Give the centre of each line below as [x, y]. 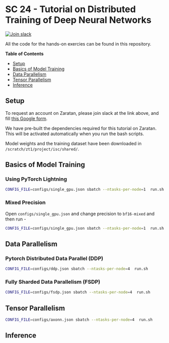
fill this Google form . [27, 118]
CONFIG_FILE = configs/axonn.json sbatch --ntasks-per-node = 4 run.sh [79, 320]
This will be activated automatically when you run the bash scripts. [75, 134]
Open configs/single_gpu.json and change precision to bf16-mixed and [80, 213]
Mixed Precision [26, 202]
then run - [16, 219]
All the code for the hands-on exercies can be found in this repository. [78, 44]
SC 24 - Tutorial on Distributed [71, 9]
